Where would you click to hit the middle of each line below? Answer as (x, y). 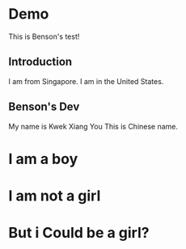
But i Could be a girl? (79, 233)
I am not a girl (55, 196)
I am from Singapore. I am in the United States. (86, 81)
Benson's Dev (44, 107)
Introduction (40, 62)
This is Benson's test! (44, 36)
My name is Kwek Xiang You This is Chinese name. (93, 126)
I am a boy (43, 159)
